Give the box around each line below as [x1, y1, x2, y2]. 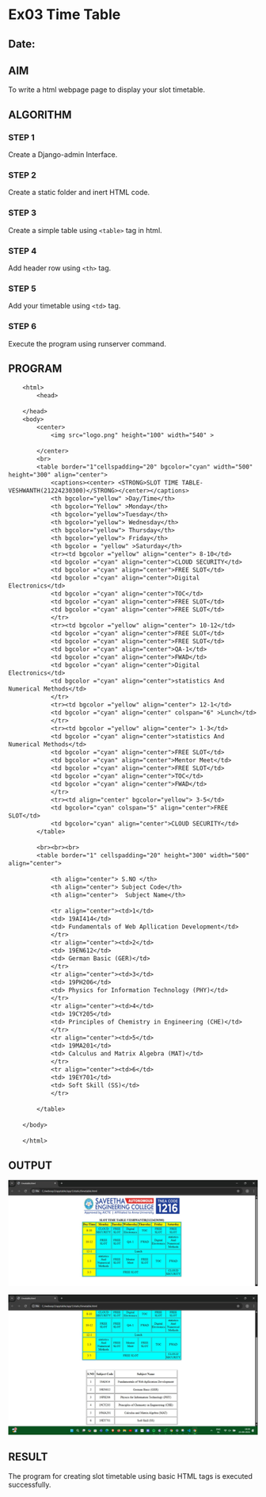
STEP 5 [8, 283, 37, 294]
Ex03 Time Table [8, 6, 121, 24]
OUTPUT [8, 1158, 53, 1172]
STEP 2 [8, 170, 37, 180]
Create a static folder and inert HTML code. [8, 188, 150, 197]
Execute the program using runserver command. [8, 339, 166, 348]
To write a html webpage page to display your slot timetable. [8, 85, 206, 94]
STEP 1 [8, 132, 35, 143]
